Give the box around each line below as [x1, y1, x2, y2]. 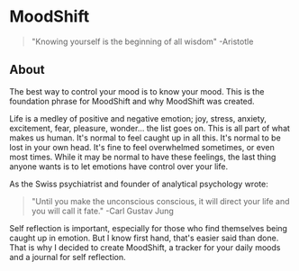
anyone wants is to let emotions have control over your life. [9, 160, 228, 172]
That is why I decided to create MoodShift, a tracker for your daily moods [9, 241, 281, 253]
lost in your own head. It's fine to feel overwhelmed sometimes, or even [9, 141, 275, 152]
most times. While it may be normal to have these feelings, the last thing [9, 151, 276, 162]
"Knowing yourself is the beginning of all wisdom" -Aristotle [31, 36, 254, 47]
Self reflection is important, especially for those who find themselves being [9, 222, 288, 233]
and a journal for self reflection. [9, 251, 126, 262]
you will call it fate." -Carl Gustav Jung [31, 205, 174, 216]
